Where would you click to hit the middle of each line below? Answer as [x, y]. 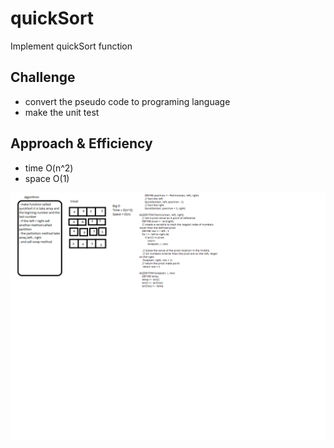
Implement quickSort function [71, 46]
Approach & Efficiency [81, 143]
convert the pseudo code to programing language [127, 101]
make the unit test [62, 112]
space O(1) [47, 178]
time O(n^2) [49, 168]
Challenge [43, 77]
